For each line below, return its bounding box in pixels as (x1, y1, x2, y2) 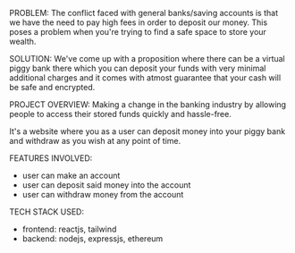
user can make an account (21, 170, 121, 181)
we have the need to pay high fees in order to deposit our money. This (9, 17, 268, 28)
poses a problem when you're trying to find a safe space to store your (9, 27, 266, 37)
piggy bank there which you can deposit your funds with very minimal (9, 63, 266, 73)
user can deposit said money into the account (21, 180, 191, 190)
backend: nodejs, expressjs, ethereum (21, 233, 164, 244)
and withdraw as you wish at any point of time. (9, 136, 181, 146)
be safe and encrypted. (9, 82, 96, 92)
